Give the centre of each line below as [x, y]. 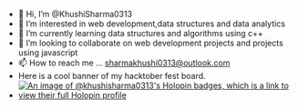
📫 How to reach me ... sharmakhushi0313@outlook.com [124, 63]
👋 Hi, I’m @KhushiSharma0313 [75, 14]
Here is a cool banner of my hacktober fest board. [112, 76]
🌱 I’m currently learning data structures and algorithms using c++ [141, 33]
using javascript [48, 53]
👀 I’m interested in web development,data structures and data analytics [151, 24]
